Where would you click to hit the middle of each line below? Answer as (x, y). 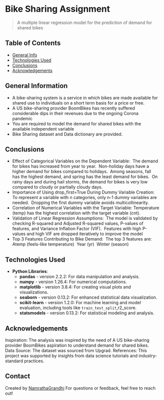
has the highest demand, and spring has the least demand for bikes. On (85, 177)
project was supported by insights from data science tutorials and (71, 356)
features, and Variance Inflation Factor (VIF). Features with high (77, 229)
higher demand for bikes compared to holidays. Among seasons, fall (82, 172)
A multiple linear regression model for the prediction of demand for (84, 22)
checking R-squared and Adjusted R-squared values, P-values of (78, 223)
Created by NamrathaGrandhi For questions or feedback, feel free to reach (80, 388)
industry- (148, 356)
